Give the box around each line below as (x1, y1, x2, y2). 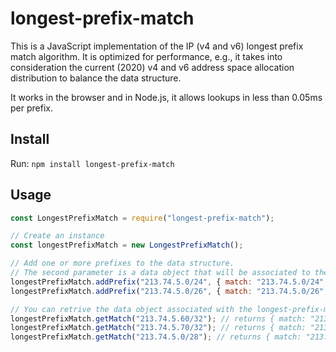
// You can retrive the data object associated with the (10, 304, 253, 314)
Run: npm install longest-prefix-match (10, 157, 175, 169)
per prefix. (10, 102, 53, 114)
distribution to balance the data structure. (10, 72, 182, 84)
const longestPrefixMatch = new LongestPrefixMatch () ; (10, 240, 244, 251)
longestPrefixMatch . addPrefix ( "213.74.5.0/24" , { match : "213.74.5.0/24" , (10, 277, 329, 287)
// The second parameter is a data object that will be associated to (10, 268, 311, 278)
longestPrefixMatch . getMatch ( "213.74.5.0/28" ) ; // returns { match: (10, 332, 302, 342)
